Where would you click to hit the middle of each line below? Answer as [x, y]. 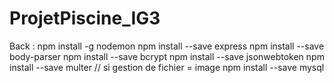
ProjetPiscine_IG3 [85, 18]
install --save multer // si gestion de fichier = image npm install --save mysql [167, 67]
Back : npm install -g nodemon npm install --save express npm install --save [167, 46]
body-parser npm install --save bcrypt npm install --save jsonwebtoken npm [167, 56]
